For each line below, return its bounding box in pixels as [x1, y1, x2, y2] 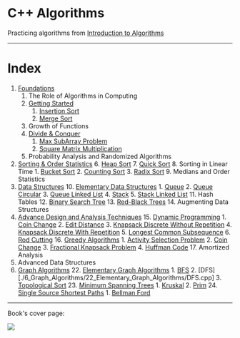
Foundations [17, 83, 55, 92]
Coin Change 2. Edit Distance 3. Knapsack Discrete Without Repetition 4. [17, 220, 232, 229]
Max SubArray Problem [39, 137, 108, 145]
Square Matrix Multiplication [39, 144, 123, 153]
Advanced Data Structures [17, 258, 96, 267]
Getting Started [28, 98, 74, 108]
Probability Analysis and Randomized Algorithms [28, 152, 172, 160]
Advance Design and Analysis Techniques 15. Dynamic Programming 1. [17, 212, 227, 221]
